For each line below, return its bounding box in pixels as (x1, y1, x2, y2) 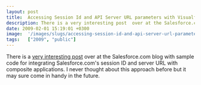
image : (6, 31, 23, 37)
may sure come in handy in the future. (6, 72, 100, 79)
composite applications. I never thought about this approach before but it (6, 66, 187, 72)
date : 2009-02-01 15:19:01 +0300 (6, 25, 90, 32)
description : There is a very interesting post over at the (6, 20, 162, 26)
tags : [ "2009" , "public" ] (6, 37, 77, 42)
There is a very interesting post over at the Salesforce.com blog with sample (6, 53, 194, 60)
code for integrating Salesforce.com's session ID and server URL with (6, 59, 178, 66)
